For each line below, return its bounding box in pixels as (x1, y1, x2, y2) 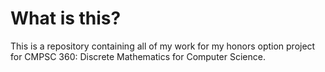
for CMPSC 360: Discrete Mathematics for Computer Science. (10, 50, 266, 62)
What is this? (10, 7, 122, 30)
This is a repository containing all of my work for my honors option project (10, 40, 316, 52)
